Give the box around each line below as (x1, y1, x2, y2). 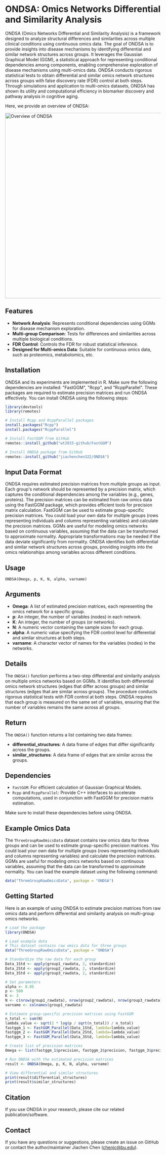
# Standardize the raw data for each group (5, 957, 96, 962)
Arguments (5, 590, 41, 599)
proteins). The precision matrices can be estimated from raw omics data (5, 497, 152, 503)
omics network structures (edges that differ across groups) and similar (5, 683, 149, 689)
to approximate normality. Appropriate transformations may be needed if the (5, 533, 161, 539)
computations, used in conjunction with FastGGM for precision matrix (12, 795, 154, 801)
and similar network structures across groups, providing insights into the (5, 544, 153, 550)
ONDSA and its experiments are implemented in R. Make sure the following (5, 379, 157, 385)
